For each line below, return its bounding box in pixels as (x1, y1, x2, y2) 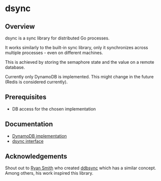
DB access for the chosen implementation (12, 106, 96, 112)
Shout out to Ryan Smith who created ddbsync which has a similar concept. (5, 165, 156, 171)
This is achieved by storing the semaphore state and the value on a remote (5, 59, 154, 65)
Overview (5, 22, 35, 31)
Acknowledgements (5, 152, 67, 161)
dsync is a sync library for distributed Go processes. (5, 35, 110, 41)
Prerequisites (5, 93, 47, 101)
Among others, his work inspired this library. (5, 170, 94, 176)
